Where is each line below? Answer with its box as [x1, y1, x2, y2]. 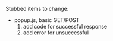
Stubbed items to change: [5, 5, 69, 12]
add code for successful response [23, 23, 108, 30]
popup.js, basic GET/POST [14, 17, 80, 23]
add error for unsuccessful [23, 29, 89, 36]
